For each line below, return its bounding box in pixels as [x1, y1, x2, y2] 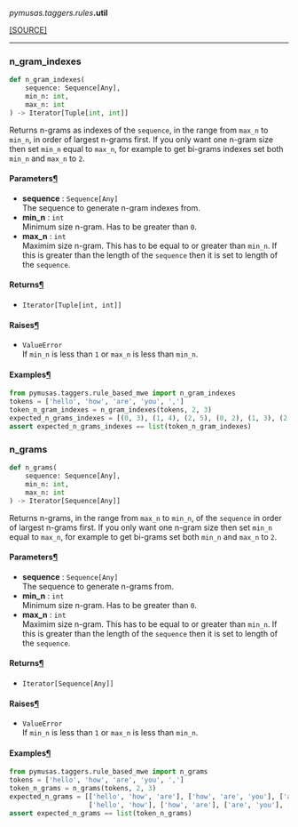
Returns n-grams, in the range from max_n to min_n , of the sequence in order [9, 512, 282, 523]
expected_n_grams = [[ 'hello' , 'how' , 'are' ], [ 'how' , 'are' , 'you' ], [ [9, 791, 284, 801]
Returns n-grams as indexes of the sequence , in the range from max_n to [9, 124, 269, 135]
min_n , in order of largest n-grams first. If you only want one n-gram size [9, 133, 273, 145]
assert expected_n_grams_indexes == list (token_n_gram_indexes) [9, 422, 252, 430]
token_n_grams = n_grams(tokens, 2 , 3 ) [9, 784, 157, 793]
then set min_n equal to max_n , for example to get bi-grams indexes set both [9, 143, 284, 154]
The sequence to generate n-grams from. [21, 581, 175, 591]
